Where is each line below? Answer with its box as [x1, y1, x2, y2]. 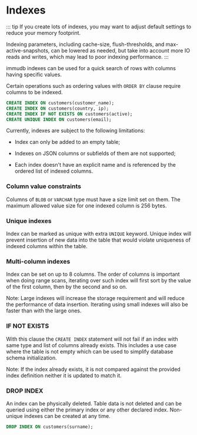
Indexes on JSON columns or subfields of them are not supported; [14, 150, 176, 157]
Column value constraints [6, 182, 81, 190]
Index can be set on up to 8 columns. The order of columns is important [6, 271, 181, 278]
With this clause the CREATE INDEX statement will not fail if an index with [6, 335, 178, 342]
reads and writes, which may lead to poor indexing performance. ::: [6, 53, 169, 60]
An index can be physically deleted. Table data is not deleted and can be [6, 400, 182, 407]
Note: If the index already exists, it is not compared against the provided [6, 365, 181, 373]
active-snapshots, [6, 47, 50, 54]
